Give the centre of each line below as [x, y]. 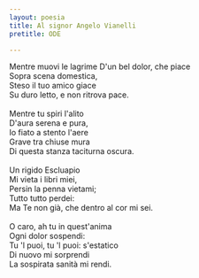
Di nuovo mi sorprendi [50, 255]
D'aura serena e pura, [49, 123]
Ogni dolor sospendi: [47, 236]
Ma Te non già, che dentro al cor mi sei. [81, 208]
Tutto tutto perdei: [42, 198]
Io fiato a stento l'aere [49, 133]
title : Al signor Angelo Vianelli [73, 26]
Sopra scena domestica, [54, 76]
